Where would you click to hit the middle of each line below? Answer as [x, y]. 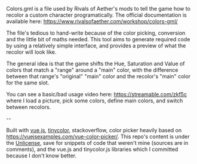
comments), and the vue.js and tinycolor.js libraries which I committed [92, 149]
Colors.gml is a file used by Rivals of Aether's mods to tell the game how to [98, 9]
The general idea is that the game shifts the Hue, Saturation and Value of [96, 63]
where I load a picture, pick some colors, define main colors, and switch [95, 101]
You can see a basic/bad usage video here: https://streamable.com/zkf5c [96, 94]
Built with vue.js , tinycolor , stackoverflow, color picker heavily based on [94, 130]
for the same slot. [28, 83]
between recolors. [29, 107]
